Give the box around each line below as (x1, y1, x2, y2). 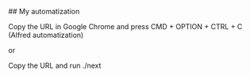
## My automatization (8, 7, 80, 16)
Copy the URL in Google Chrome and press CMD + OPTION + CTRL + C (8, 22, 243, 31)
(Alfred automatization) (8, 31, 84, 39)
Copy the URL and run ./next (8, 61, 102, 70)
